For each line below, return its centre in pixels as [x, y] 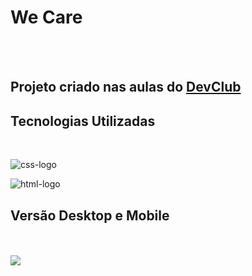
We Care [46, 17]
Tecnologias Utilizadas [83, 121]
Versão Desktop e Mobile [90, 215]
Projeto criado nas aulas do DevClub [126, 87]
